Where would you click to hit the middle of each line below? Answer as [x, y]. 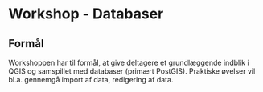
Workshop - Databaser [86, 14]
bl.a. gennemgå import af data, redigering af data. [91, 80]
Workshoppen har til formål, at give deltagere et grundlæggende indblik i [129, 62]
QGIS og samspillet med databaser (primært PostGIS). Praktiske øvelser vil [132, 71]
